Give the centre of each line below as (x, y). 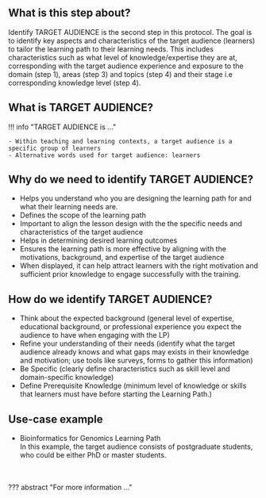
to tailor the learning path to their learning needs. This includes (111, 49)
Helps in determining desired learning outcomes (98, 240)
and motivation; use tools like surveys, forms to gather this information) (136, 361)
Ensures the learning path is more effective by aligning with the (123, 249)
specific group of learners (55, 148)
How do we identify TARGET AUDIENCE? (110, 299)
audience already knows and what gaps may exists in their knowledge (134, 352)
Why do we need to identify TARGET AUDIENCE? (131, 180)
